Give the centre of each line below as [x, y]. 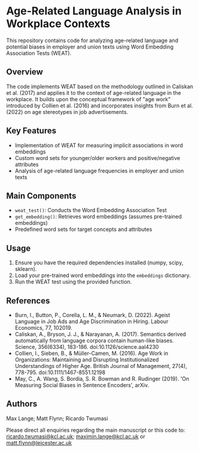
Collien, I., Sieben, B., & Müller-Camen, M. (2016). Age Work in [91, 353]
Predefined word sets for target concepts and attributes [83, 230]
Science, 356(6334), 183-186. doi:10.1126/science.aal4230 [87, 347]
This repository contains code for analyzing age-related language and [92, 40]
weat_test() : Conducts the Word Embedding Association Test [91, 210]
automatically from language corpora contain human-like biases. [94, 340]
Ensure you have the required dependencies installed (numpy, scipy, [99, 263]
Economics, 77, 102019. [44, 328]
